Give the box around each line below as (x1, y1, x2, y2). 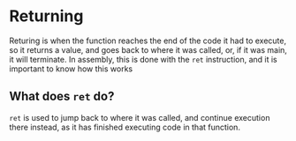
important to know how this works (9, 63, 133, 74)
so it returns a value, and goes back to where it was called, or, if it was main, (9, 44, 287, 55)
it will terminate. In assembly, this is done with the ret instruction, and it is (9, 54, 278, 64)
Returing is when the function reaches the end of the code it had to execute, (9, 35, 287, 46)
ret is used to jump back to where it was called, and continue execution (9, 112, 270, 122)
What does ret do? (9, 89, 115, 104)
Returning (9, 6, 84, 26)
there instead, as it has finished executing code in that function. (9, 122, 241, 132)
